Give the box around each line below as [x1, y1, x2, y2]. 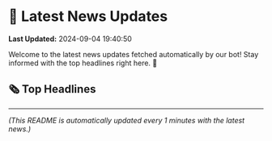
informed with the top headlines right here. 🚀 [8, 58, 158, 68]
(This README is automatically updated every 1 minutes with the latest [8, 115, 245, 125]
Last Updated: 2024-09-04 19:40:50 [8, 34, 132, 44]
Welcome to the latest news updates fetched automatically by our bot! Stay [8, 49, 259, 59]
